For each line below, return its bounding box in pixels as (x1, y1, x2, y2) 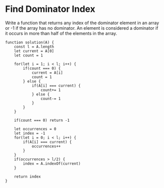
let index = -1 (14, 131, 46, 136)
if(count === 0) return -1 (14, 118, 70, 123)
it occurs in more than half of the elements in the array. (5, 30, 117, 36)
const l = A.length (14, 44, 55, 49)
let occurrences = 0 (14, 126, 56, 132)
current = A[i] (31, 70, 63, 75)
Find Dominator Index (5, 3, 96, 15)
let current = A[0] (14, 48, 55, 53)
